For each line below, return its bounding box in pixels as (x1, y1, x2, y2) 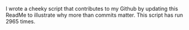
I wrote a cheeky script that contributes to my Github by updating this (5, 5, 179, 12)
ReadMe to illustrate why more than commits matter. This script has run (5, 11, 184, 19)
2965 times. (5, 18, 36, 25)
